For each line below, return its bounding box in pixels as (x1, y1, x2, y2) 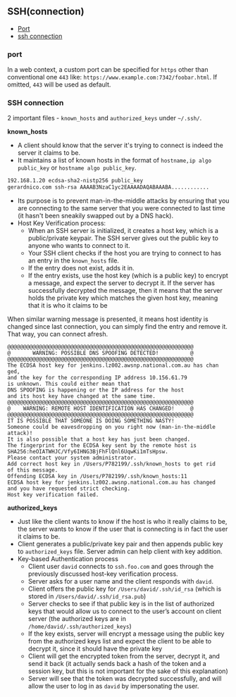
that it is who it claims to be (27, 301, 108, 310)
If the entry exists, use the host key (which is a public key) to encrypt (27, 271, 229, 280)
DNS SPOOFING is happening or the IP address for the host (7, 387, 185, 394)
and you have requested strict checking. (7, 485, 131, 492)
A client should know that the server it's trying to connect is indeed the (17, 141, 223, 150)
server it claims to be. (17, 149, 81, 157)
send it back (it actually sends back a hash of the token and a (27, 660, 206, 668)
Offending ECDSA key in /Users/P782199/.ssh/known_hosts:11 (7, 473, 188, 480)
